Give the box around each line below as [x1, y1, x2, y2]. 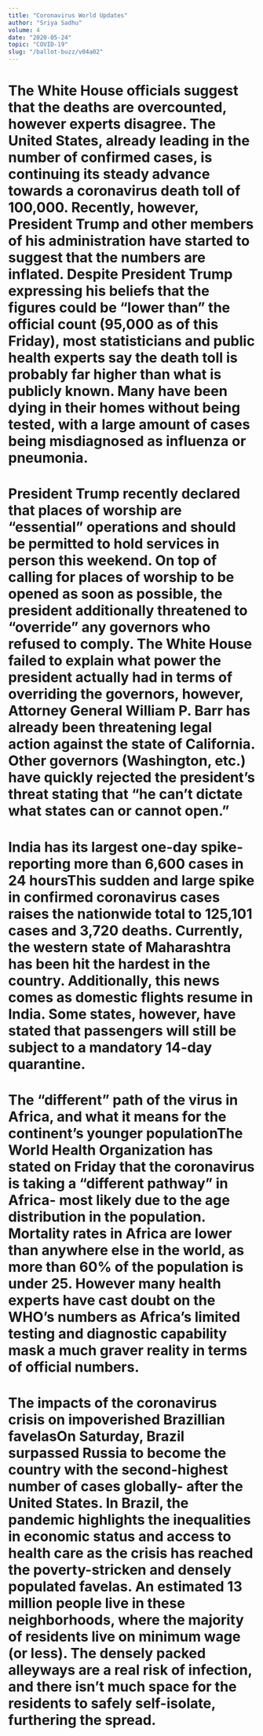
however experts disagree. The [8, 115, 216, 134]
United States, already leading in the [8, 132, 250, 150]
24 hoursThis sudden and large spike [8, 871, 255, 889]
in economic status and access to [8, 1527, 232, 1545]
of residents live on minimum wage [8, 1628, 241, 1646]
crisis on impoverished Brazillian [8, 1411, 225, 1428]
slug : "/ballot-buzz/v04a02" [8, 48, 104, 56]
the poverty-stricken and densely [8, 1561, 232, 1579]
